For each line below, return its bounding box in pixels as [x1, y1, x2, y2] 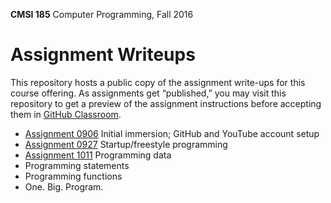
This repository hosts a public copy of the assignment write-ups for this [10, 76, 306, 88]
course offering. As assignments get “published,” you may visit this [10, 87, 287, 99]
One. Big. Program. [24, 180, 104, 193]
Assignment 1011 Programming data [24, 149, 172, 161]
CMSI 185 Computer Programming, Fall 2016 [10, 9, 194, 20]
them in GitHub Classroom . [10, 108, 122, 120]
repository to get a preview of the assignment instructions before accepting [10, 97, 322, 109]
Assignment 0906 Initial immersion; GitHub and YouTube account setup [24, 127, 320, 139]
